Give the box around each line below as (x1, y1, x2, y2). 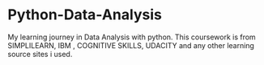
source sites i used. (7, 49, 73, 59)
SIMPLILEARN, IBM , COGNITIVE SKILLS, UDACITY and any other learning (7, 40, 254, 50)
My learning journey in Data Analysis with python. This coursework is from (7, 32, 256, 42)
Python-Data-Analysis (7, 6, 163, 24)
